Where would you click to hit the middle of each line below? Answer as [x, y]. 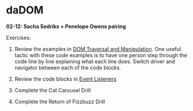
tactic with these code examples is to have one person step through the [101, 55]
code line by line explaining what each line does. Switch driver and [95, 61]
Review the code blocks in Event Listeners [66, 79]
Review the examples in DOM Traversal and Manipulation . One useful [98, 49]
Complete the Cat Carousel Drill [53, 90]
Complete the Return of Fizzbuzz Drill [60, 101]
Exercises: [18, 37]
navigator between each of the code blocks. [68, 67]
